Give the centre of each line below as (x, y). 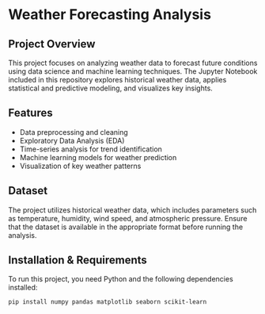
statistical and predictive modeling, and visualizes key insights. (111, 88)
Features (30, 113)
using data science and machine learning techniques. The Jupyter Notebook (133, 71)
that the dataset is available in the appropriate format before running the (126, 227)
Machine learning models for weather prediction (98, 157)
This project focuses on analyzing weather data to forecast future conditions (133, 63)
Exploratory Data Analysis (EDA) (72, 140)
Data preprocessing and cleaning (74, 132)
